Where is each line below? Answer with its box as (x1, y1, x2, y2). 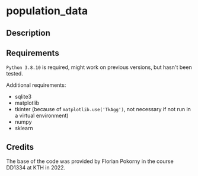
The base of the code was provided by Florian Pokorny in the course (6, 158, 174, 165)
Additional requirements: (6, 81, 66, 89)
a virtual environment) (14, 112, 69, 120)
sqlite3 (14, 93, 31, 100)
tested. (6, 70, 24, 77)
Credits (6, 142, 34, 152)
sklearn (14, 125, 34, 132)
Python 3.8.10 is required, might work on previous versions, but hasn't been (6, 64, 192, 71)
